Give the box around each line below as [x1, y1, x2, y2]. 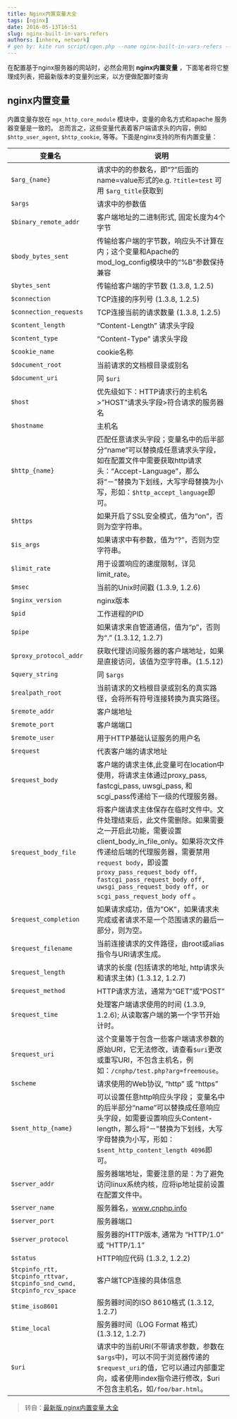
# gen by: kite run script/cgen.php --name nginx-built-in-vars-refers [7, 43, 222, 50]
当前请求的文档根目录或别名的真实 [97, 683, 210, 693]
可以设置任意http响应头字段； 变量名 [97, 1092, 219, 1102]
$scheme [11, 1079, 37, 1087]
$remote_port [11, 720, 55, 729]
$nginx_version [11, 596, 62, 604]
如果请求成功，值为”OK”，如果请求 [97, 904, 213, 914]
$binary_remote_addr [11, 218, 80, 226]
